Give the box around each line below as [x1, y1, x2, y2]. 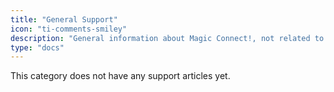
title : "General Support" [10, 14, 118, 25]
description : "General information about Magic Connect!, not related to [10, 33, 325, 43]
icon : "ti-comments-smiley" [10, 24, 128, 34]
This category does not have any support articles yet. [10, 70, 231, 82]
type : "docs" [10, 42, 65, 53]
